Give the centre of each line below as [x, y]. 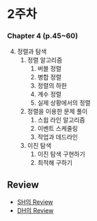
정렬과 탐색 [32, 51]
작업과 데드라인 [58, 137]
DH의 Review [35, 211]
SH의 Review [35, 202]
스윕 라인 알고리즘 [61, 120]
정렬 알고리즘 [45, 60]
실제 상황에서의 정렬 [64, 103]
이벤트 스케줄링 [58, 129]
